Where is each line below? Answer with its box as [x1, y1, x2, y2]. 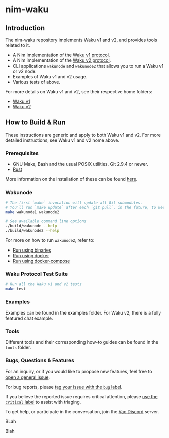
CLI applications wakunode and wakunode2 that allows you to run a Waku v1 [12, 63, 164, 69]
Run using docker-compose [12, 258, 70, 264]
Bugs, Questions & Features [5, 357, 74, 364]
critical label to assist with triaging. [5, 399, 81, 405]
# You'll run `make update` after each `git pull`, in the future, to [5, 205, 156, 210]
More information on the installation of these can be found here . [5, 176, 138, 182]
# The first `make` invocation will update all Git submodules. [5, 200, 143, 205]
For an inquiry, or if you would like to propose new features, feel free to [5, 368, 152, 374]
